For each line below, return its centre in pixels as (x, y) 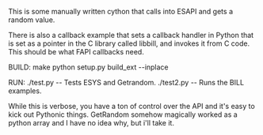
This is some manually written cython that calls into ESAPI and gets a (121, 11)
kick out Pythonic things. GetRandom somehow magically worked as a (123, 114)
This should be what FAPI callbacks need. (76, 52)
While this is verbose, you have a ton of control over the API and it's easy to (131, 106)
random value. (32, 20)
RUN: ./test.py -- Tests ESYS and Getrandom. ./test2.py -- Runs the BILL (126, 82)
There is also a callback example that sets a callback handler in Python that (131, 35)
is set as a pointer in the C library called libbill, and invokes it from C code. (129, 43)
